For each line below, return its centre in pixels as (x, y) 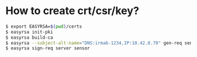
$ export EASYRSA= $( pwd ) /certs (44, 26)
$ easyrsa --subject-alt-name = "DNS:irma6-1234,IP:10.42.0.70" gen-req (94, 43)
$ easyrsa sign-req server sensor (48, 48)
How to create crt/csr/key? (72, 11)
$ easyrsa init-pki (29, 32)
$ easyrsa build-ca (29, 37)
